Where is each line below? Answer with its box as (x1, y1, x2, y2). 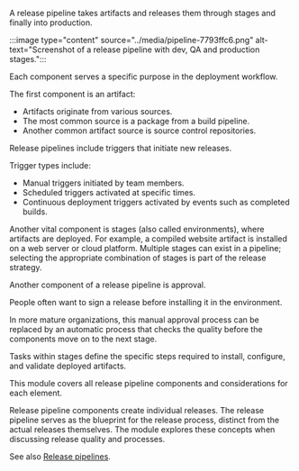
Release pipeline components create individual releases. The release (9, 405, 264, 415)
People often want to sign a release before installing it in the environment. (9, 297, 283, 307)
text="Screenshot (9, 44, 75, 55)
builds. (22, 206, 48, 217)
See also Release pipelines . (9, 451, 111, 462)
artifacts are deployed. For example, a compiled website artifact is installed (9, 233, 288, 244)
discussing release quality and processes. (9, 434, 166, 444)
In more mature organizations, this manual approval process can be (9, 314, 259, 325)
